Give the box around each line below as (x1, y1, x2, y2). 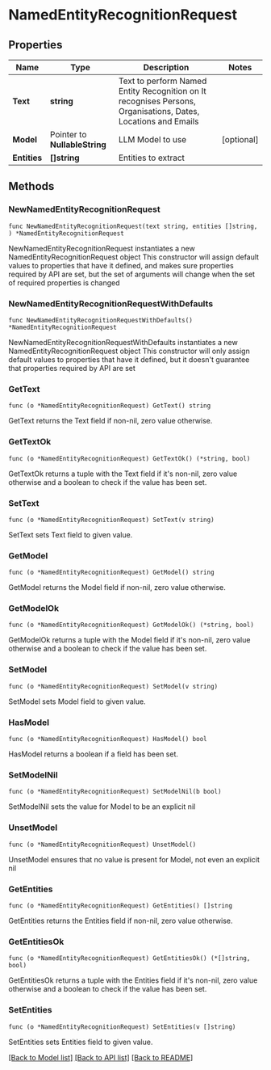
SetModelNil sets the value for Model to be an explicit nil (8, 802, 196, 811)
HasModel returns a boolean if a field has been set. (8, 749, 179, 759)
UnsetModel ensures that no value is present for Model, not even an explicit (8, 854, 261, 864)
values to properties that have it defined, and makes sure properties (8, 260, 234, 270)
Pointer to (49, 129, 87, 140)
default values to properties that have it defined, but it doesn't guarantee (8, 354, 250, 364)
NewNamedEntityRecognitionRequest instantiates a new (8, 243, 195, 253)
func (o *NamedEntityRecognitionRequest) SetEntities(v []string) (8, 1022, 236, 1031)
